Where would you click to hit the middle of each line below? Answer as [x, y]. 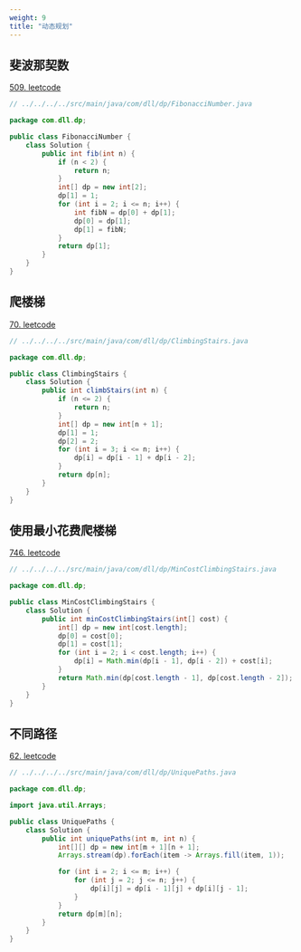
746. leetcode [35, 553]
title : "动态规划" [42, 26]
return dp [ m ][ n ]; [90, 914]
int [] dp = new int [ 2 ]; [102, 188]
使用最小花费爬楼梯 [63, 530]
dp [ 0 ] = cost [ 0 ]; [90, 636]
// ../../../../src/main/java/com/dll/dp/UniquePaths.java [123, 773]
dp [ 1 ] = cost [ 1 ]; [90, 644]
